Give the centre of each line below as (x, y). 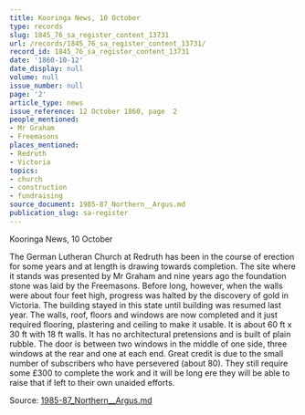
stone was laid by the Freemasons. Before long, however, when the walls (146, 285)
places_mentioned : (44, 145)
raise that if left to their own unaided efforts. (92, 382)
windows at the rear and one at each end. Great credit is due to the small (147, 353)
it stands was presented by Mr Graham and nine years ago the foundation (148, 275)
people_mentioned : (44, 119)
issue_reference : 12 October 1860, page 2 (94, 111)
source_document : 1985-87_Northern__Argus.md (97, 205)
